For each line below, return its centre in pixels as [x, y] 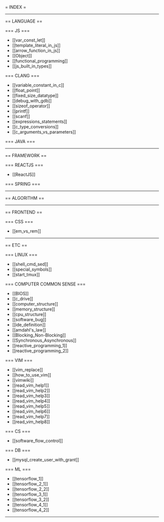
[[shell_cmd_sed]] [30, 264]
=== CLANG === [22, 76]
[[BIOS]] [20, 294]
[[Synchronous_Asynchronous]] [44, 340]
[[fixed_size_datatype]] [35, 95]
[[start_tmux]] [26, 274]
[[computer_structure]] [35, 304]
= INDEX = [16, 7]
